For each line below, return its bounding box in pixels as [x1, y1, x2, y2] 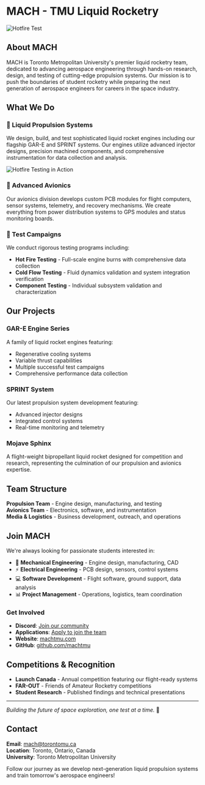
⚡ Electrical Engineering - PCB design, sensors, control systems [15, 565, 179, 573]
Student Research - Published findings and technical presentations [15, 689, 185, 696]
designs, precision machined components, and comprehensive [6, 148, 165, 155]
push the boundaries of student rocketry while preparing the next [6, 78, 171, 85]
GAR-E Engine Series [6, 325, 70, 333]
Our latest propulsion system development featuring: [6, 399, 139, 407]
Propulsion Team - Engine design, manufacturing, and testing [6, 500, 162, 508]
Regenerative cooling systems [15, 350, 92, 358]
